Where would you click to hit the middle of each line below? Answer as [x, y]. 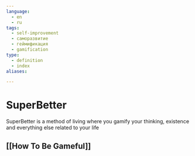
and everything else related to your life [53, 128]
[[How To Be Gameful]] [49, 146]
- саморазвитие [30, 39]
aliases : [17, 71]
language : [18, 11]
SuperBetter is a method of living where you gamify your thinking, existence [97, 122]
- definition [27, 60]
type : [13, 55]
